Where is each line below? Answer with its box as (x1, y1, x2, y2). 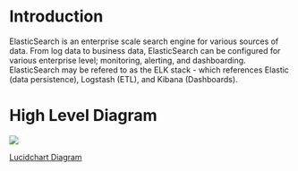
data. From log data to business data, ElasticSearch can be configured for (9, 45, 281, 56)
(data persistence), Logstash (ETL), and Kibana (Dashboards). (9, 73, 239, 84)
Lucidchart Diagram (9, 151, 82, 162)
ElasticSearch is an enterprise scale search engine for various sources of (9, 36, 279, 47)
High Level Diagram (9, 106, 158, 126)
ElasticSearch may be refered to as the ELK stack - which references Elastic (9, 64, 289, 75)
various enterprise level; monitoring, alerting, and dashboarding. (9, 55, 246, 65)
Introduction (9, 6, 104, 27)
